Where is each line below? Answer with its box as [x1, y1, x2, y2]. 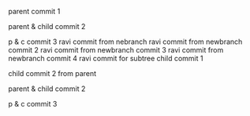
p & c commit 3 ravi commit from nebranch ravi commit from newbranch [8, 37, 243, 46]
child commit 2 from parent [8, 69, 97, 78]
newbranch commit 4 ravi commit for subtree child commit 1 [8, 54, 203, 63]
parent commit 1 [8, 7, 61, 16]
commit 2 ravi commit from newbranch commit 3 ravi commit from [8, 45, 224, 54]
